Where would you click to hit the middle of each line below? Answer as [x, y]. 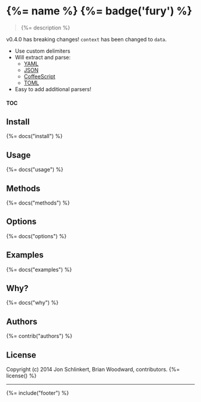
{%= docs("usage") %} [35, 170]
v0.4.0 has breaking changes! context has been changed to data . [86, 39]
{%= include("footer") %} [38, 393]
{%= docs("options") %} [36, 236]
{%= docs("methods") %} [38, 203]
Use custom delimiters [42, 51]
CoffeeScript [39, 76]
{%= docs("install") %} [34, 136]
